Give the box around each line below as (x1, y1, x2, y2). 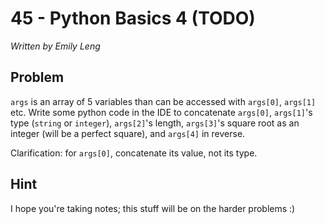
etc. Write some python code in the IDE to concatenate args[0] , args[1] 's (10, 106, 313, 118)
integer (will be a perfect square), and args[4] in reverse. (10, 127, 246, 139)
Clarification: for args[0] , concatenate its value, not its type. (10, 147, 258, 159)
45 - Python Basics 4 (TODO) (10, 7, 256, 30)
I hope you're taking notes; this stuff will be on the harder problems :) (10, 202, 296, 214)
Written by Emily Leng (10, 40, 101, 52)
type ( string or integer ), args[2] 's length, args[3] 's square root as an (10, 117, 300, 129)
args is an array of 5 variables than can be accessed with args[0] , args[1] (10, 95, 317, 107)
